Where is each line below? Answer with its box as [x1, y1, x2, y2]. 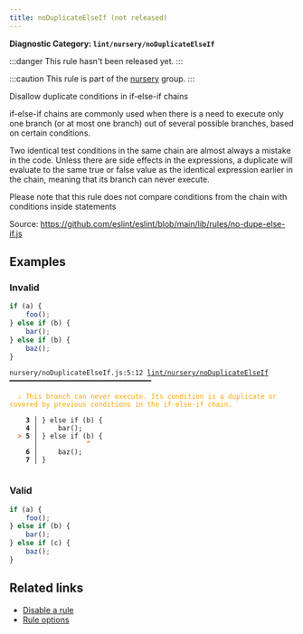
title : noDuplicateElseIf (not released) [9, 13, 168, 23]
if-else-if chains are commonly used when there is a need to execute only [9, 108, 284, 118]
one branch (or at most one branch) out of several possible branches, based [9, 118, 294, 128]
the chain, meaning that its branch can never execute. [9, 174, 210, 185]
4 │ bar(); [25, 424, 83, 433]
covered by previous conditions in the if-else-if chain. [9, 400, 232, 410]
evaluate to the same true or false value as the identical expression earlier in [9, 164, 294, 175]
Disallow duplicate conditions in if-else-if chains [9, 90, 188, 101]
